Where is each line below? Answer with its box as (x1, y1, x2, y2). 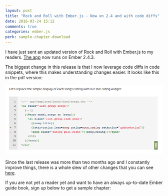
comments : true (5, 24, 37, 29)
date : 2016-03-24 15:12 (5, 19, 55, 24)
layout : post (5, 8, 32, 13)
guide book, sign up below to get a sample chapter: (5, 184, 111, 190)
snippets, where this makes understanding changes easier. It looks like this (5, 69, 159, 75)
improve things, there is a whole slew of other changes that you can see (5, 164, 153, 170)
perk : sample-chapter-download (5, 35, 70, 40)
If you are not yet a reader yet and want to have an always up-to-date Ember (5, 179, 163, 185)
